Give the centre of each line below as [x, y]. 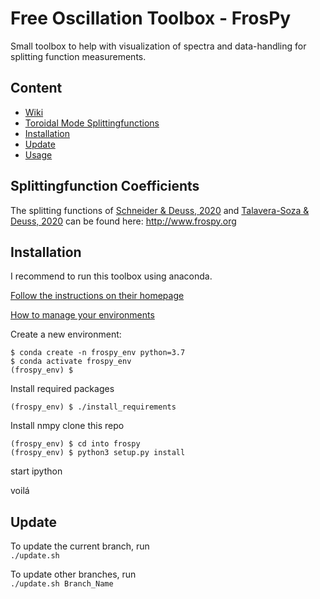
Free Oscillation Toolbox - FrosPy [151, 18]
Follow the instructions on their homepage [97, 296]
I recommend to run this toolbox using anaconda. [111, 276]
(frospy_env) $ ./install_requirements [93, 407]
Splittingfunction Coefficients [105, 186]
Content [36, 88]
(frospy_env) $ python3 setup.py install [98, 453]
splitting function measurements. [78, 56]
